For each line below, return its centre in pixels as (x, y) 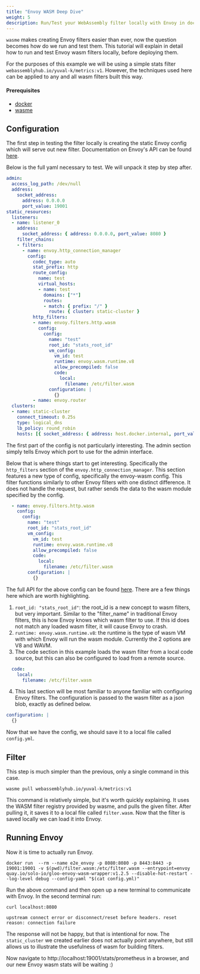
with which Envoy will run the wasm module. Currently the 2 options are (103, 639)
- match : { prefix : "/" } (76, 306)
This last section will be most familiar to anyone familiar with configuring (103, 692)
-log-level (20, 878)
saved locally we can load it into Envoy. (54, 819)
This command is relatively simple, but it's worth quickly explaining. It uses (98, 800)
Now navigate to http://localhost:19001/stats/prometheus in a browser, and (98, 958)
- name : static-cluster (41, 412)
